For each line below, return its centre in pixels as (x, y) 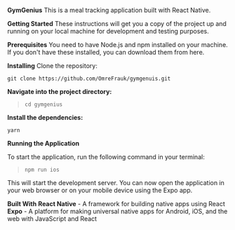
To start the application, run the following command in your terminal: (106, 157)
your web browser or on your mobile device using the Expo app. (100, 190)
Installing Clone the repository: (53, 66)
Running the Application (43, 143)
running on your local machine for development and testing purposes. (108, 31)
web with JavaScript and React (52, 219)
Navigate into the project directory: (60, 92)
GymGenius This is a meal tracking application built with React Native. (109, 10)
